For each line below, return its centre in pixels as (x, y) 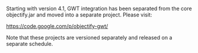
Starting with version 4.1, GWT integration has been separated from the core (99, 9)
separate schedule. (30, 44)
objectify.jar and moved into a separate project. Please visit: (79, 15)
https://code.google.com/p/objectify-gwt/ (57, 26)
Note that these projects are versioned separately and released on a (89, 37)
